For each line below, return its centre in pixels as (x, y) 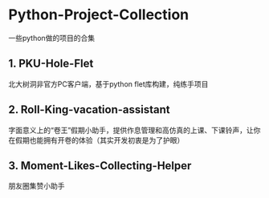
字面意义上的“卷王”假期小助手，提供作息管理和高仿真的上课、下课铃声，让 (131, 130)
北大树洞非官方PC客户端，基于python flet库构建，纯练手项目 (108, 84)
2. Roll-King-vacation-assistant (89, 110)
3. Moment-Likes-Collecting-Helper (100, 166)
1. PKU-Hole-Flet (51, 64)
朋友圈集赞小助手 (37, 186)
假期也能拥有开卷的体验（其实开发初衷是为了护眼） (100, 140)
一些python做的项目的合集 (51, 38)
